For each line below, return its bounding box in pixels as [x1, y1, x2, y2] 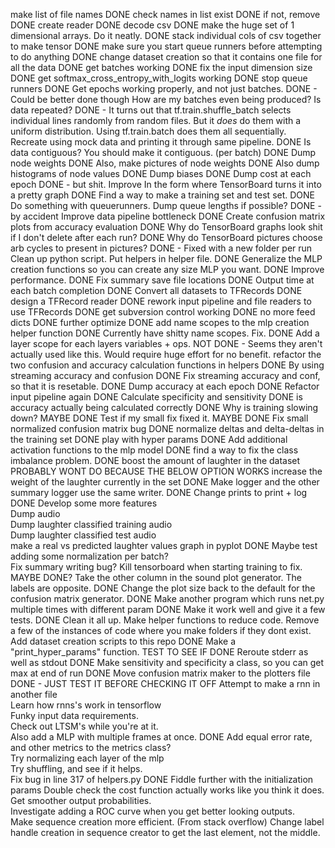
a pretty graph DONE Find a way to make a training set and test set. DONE [10, 189, 316, 201]
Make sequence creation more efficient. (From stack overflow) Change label [10, 816, 325, 828]
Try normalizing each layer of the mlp [10, 752, 165, 764]
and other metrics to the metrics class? [10, 742, 172, 753]
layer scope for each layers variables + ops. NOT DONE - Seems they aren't [10, 338, 323, 349]
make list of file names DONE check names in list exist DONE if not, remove [10, 9, 321, 20]
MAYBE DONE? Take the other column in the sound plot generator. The [10, 572, 302, 583]
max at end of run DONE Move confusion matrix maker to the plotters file [10, 667, 311, 679]
